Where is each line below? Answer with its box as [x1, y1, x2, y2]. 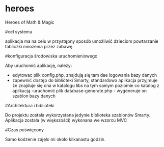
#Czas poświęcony [5, 126, 44, 133]
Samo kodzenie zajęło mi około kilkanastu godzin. [5, 136, 106, 142]
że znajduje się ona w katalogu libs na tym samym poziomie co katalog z [12, 82, 160, 88]
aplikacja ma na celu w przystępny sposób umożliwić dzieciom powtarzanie [5, 38, 159, 44]
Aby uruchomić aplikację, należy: [5, 62, 72, 68]
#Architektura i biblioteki [5, 102, 55, 108]
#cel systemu [5, 29, 33, 34]
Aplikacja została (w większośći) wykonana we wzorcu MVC [5, 117, 127, 123]
